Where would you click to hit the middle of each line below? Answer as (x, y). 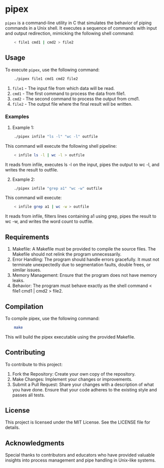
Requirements (27, 237)
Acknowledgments (35, 443)
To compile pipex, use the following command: (52, 318)
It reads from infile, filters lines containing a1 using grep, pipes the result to (81, 216)
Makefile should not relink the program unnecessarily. (67, 254)
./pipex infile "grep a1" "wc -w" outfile (58, 188)
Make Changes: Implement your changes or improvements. (72, 379)
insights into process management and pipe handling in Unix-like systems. (81, 460)
